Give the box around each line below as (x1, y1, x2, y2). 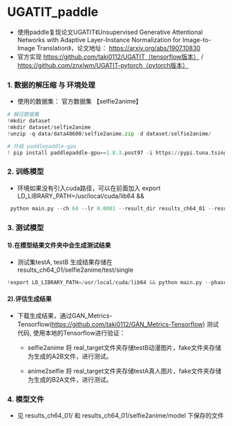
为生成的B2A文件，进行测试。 (27, 375, 113, 384)
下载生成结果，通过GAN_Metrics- (17, 311, 113, 319)
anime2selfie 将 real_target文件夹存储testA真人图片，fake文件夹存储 (27, 367, 222, 375)
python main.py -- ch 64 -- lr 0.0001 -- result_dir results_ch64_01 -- (10, 205, 215, 212)
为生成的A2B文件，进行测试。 (27, 352, 113, 360)
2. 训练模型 (7, 167, 44, 176)
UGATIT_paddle (7, 4, 99, 20)
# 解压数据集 (7, 111, 39, 118)
